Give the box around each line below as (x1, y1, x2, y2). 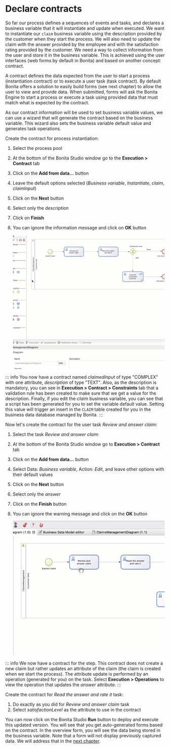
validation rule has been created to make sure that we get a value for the (5, 390, 156, 396)
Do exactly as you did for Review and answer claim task (12, 701, 130, 707)
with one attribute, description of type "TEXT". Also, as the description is (5, 379, 157, 385)
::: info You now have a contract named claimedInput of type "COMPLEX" (5, 374, 158, 380)
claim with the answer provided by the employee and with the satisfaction (5, 41, 159, 47)
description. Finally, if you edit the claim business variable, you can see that (5, 396, 163, 402)
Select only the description (12, 205, 69, 211)
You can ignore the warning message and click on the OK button (12, 510, 148, 517)
